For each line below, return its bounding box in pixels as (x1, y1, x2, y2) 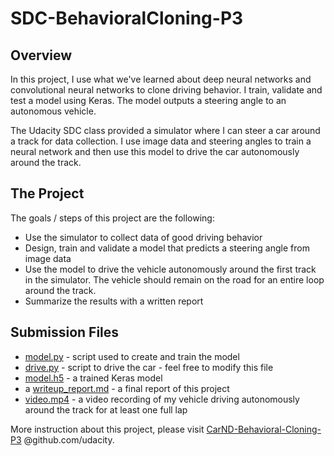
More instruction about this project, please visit (10, 423, 205, 435)
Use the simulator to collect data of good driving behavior (24, 231, 263, 243)
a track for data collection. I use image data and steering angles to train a (10, 135, 312, 147)
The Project (10, 185, 85, 202)
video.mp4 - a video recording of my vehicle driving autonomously (24, 393, 300, 405)
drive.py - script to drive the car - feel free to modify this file (24, 361, 274, 373)
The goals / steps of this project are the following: (10, 212, 215, 224)
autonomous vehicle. (10, 105, 97, 117)
